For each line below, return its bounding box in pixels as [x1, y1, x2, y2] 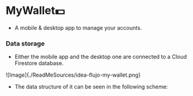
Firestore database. [14, 60, 64, 67]
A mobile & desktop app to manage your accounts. [14, 24, 142, 31]
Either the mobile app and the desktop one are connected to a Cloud [14, 53, 188, 61]
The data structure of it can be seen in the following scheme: [14, 83, 169, 91]
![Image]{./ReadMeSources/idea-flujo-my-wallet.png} [5, 71, 141, 79]
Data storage [5, 39, 45, 47]
